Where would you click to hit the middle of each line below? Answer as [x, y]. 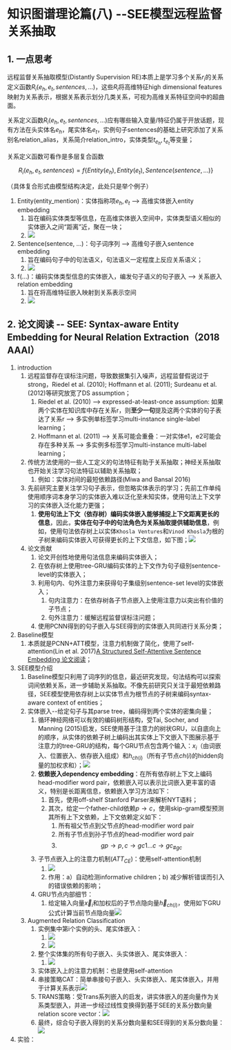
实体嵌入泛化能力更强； [73, 505]
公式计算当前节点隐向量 [81, 913]
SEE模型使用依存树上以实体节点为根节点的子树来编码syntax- [125, 694]
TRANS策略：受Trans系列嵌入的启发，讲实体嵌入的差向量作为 [125, 996]
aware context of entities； [66, 703]
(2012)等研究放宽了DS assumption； [79, 393]
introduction [34, 367]
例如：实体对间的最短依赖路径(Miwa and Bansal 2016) [114, 479]
